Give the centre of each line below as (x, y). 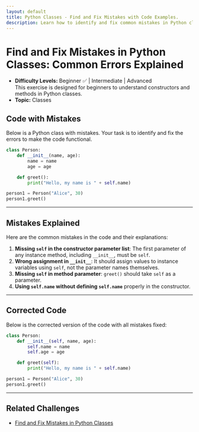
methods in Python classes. (49, 94)
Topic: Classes (33, 100)
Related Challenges (43, 409)
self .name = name (49, 347)
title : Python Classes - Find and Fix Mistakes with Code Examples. (92, 17)
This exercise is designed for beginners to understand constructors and (102, 88)
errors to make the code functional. (49, 139)
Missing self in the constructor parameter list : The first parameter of (100, 249)
